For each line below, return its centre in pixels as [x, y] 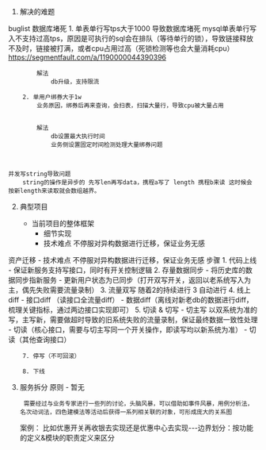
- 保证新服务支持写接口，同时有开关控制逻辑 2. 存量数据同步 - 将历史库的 [127, 270]
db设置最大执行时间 [78, 137]
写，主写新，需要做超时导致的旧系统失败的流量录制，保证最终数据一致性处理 [133, 319]
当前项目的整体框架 [63, 223]
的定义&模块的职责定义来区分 [67, 438]
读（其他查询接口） [40, 339]
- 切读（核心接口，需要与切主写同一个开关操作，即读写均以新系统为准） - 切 [132, 329]
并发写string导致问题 [40, 174]
